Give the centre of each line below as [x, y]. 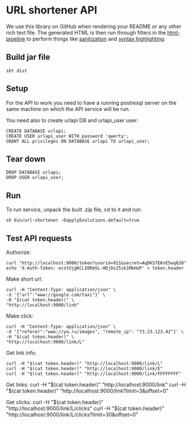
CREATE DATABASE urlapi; [36, 131]
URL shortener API [52, 10]
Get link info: [21, 353]
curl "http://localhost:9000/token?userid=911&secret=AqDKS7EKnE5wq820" [96, 263]
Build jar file [28, 57]
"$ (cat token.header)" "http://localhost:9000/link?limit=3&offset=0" [87, 391]
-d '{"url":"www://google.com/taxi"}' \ [56, 295]
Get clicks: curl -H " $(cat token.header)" [55, 402]
